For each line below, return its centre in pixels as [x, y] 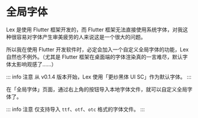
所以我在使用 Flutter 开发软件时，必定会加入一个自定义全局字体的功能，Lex [98, 49]
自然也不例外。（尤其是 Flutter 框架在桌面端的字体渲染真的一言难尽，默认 [95, 57]
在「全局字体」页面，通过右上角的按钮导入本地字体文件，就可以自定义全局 [97, 89]
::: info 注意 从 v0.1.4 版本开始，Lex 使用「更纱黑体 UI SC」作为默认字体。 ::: [99, 77]
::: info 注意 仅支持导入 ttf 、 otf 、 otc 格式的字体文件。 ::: [76, 109]
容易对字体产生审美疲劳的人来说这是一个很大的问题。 [81, 37]
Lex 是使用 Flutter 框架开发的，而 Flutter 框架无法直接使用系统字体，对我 [95, 29]
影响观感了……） [37, 64]
